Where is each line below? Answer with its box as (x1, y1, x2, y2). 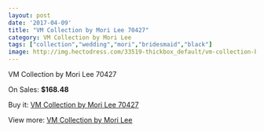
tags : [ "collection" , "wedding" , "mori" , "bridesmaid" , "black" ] (8, 41, 213, 49)
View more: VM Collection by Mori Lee (8, 115, 133, 124)
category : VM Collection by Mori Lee (8, 33, 132, 42)
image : (8, 48, 30, 56)
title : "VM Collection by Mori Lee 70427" (8, 26, 149, 34)
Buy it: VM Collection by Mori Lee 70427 (8, 100, 139, 109)
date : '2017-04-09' (8, 19, 72, 27)
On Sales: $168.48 (8, 85, 69, 94)
